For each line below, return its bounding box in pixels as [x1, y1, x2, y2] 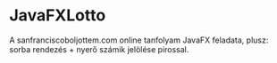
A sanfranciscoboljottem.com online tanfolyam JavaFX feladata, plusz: [9, 35, 269, 45]
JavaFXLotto [9, 5, 106, 26]
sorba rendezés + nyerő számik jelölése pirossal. [9, 43, 189, 54]
